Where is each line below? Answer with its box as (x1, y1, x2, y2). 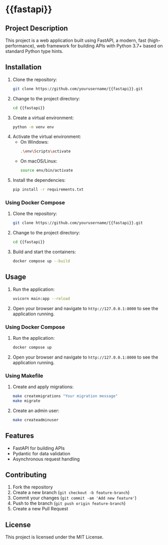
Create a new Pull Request (12, 506, 69, 512)
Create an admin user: (12, 407, 60, 414)
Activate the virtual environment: (12, 133, 81, 140)
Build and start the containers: (12, 249, 76, 255)
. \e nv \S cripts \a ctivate (20, 149, 71, 154)
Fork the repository (12, 484, 53, 490)
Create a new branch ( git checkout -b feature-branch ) (12, 489, 130, 496)
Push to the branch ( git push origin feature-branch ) (12, 500, 126, 506)
